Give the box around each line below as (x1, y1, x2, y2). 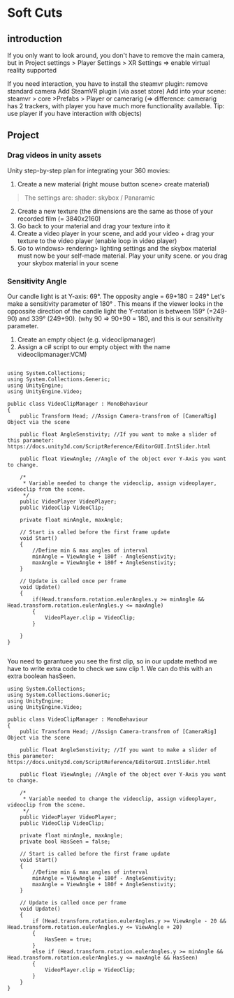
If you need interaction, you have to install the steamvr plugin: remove (7, 80, 208, 88)
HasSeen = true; (44, 936, 92, 943)
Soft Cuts (7, 5, 63, 21)
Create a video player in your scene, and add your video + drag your (17, 229, 214, 237)
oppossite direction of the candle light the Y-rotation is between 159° (7, 307, 205, 315)
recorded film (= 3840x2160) (17, 214, 101, 223)
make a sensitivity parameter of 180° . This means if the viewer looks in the (7, 299, 224, 308)
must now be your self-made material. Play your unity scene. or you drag (17, 251, 228, 260)
